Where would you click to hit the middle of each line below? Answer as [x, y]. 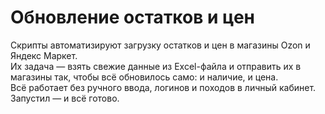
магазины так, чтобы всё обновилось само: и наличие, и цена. [144, 77]
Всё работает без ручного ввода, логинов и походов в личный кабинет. [163, 87]
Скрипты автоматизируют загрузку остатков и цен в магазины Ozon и [160, 45]
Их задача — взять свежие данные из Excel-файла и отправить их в [156, 66]
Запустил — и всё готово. [65, 98]
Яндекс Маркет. [44, 55]
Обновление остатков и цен [132, 17]
